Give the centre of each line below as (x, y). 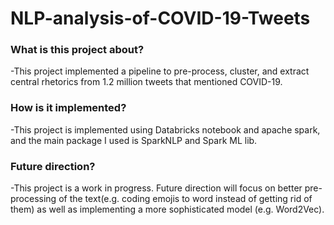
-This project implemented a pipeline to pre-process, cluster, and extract (160, 71)
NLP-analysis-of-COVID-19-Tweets (160, 18)
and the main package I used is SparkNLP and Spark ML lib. (134, 140)
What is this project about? (77, 50)
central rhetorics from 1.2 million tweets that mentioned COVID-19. (146, 82)
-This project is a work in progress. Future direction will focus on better (156, 188)
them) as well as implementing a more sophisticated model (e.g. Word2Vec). (167, 209)
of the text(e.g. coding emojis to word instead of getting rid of (185, 199)
